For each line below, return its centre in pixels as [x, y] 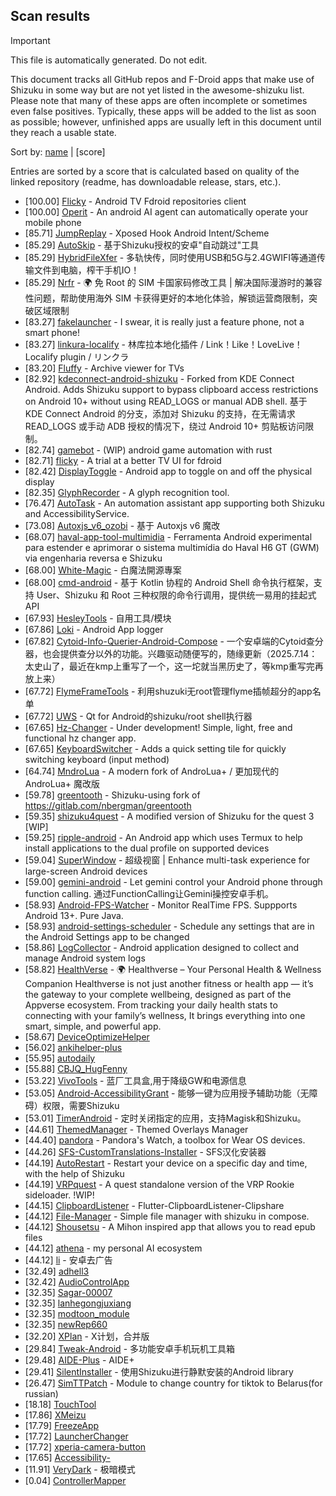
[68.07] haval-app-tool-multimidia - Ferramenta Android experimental [168, 536]
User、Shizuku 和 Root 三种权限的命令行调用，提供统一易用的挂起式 [176, 595]
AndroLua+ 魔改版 [62, 783]
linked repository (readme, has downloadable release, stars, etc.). [146, 181]
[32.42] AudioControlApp [77, 1281]
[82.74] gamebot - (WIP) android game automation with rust [148, 450]
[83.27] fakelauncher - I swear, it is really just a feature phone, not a [164, 321]
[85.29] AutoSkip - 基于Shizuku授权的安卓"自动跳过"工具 [142, 245]
